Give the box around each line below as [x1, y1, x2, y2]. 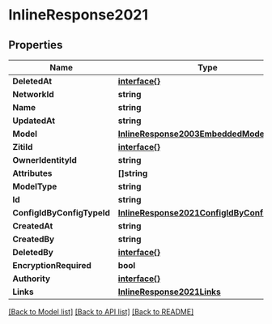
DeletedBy [12, 247, 54, 258]
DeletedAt [12, 75, 53, 87]
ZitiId [12, 142, 33, 152]
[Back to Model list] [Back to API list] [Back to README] [8, 307, 194, 317]
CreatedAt [12, 220, 53, 232]
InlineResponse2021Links [117, 286, 221, 297]
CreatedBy [12, 233, 55, 245]
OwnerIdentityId [12, 155, 77, 165]
